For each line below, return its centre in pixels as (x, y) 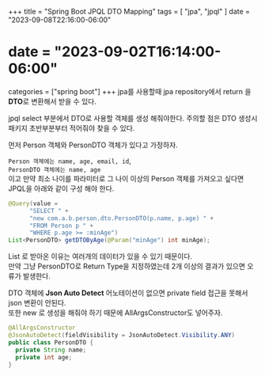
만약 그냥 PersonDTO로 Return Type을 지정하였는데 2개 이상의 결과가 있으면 (127, 266)
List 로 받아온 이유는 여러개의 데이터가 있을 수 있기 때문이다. (100, 256)
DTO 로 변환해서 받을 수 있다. (52, 101)
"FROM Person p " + (61, 226)
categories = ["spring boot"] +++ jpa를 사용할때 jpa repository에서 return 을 (130, 91)
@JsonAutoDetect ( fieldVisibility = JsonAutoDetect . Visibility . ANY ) (122, 336)
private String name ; (51, 350)
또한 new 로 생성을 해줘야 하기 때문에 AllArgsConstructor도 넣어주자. (115, 313)
